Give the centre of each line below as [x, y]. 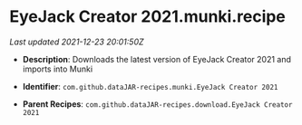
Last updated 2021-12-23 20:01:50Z [77, 42]
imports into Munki [58, 69]
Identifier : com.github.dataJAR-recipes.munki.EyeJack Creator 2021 [150, 86]
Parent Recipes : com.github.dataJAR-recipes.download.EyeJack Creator [157, 104]
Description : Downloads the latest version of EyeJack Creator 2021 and [157, 59]
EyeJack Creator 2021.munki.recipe [147, 17]
